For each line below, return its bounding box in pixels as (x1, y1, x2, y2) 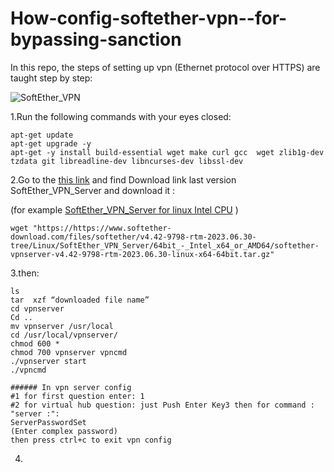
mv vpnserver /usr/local (10, 321, 114, 331)
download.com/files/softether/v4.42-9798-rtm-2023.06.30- (10, 232, 257, 242)
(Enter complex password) (10, 426, 118, 436)
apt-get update (10, 130, 74, 140)
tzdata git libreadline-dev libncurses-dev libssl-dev (10, 156, 244, 166)
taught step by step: (10, 72, 93, 84)
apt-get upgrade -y (10, 138, 92, 149)
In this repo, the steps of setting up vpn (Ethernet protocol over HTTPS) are (10, 61, 321, 73)
